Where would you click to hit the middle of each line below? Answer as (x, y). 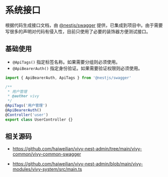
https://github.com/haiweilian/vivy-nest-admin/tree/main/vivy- (77, 149)
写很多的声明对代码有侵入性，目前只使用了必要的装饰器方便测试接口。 (78, 31)
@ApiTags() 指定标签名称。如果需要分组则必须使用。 (66, 62)
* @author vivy (23, 96)
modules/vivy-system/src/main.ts (47, 169)
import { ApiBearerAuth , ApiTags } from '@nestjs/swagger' (68, 78)
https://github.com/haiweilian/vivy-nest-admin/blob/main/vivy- (78, 164)
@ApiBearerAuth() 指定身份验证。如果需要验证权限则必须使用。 (77, 68)
